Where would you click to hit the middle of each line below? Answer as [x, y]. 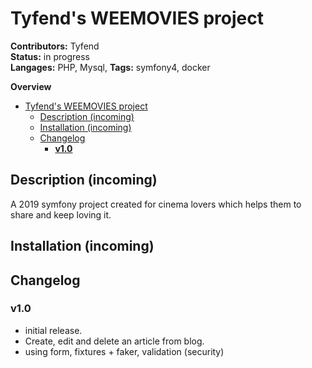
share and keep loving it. [61, 214]
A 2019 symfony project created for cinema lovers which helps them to [156, 204]
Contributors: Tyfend [55, 46]
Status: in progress [50, 56]
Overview [31, 86]
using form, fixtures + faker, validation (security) [124, 351]
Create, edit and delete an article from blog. [114, 341]
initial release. [53, 330]
